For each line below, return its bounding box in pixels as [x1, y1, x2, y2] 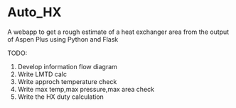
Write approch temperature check [17, 77, 117, 85]
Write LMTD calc [17, 70, 68, 78]
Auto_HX [7, 4, 62, 20]
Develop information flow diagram [17, 62, 117, 71]
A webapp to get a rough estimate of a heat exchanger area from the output [7, 28, 230, 36]
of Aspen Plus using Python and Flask [7, 35, 119, 43]
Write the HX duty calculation [17, 92, 104, 101]
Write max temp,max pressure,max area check [17, 85, 155, 93]
